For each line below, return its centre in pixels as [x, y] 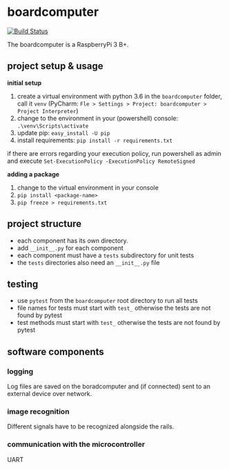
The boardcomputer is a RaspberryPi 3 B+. [68, 44]
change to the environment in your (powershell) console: [98, 118]
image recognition [39, 411]
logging [20, 371]
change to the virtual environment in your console [88, 188]
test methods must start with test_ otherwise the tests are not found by [119, 323]
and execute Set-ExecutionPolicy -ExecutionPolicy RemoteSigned [101, 161]
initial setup [24, 83]
